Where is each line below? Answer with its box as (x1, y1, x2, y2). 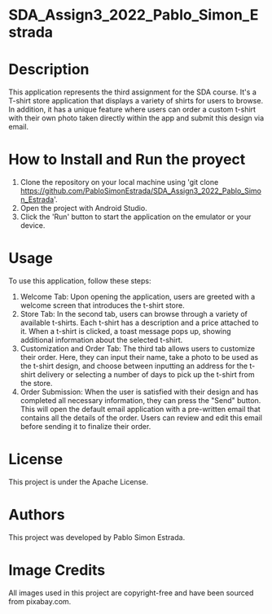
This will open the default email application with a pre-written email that (20, 405, 261, 414)
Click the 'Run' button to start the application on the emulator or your (20, 212, 252, 221)
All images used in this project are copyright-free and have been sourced (8, 588, 254, 598)
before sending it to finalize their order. (20, 422, 151, 431)
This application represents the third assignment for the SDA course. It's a (8, 87, 257, 97)
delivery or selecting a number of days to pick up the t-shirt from (37, 370, 255, 379)
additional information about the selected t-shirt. (20, 336, 183, 344)
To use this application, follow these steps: (8, 276, 151, 286)
